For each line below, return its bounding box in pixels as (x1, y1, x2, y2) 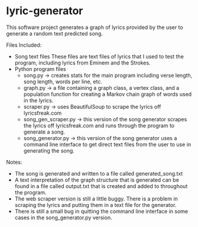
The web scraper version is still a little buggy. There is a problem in (14, 195, 178, 202)
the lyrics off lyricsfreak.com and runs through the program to (23, 122, 175, 129)
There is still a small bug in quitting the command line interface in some (14, 207, 188, 215)
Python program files (14, 65, 66, 72)
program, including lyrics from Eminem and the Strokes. (14, 59, 151, 66)
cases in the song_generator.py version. (14, 214, 112, 221)
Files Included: (6, 41, 42, 48)
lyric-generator (6, 4, 83, 18)
